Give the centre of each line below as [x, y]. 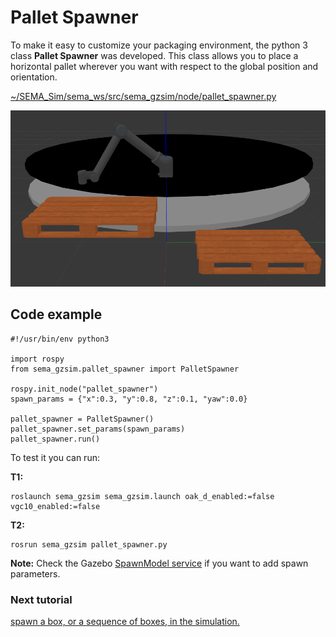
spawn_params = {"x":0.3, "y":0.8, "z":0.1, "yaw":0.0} [129, 399]
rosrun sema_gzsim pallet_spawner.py [89, 544]
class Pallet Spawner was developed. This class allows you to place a [154, 55]
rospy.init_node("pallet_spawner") [84, 389]
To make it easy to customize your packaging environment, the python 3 [159, 45]
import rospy [37, 359]
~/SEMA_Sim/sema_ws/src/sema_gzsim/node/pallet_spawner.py [143, 96]
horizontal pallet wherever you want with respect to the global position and [164, 66]
